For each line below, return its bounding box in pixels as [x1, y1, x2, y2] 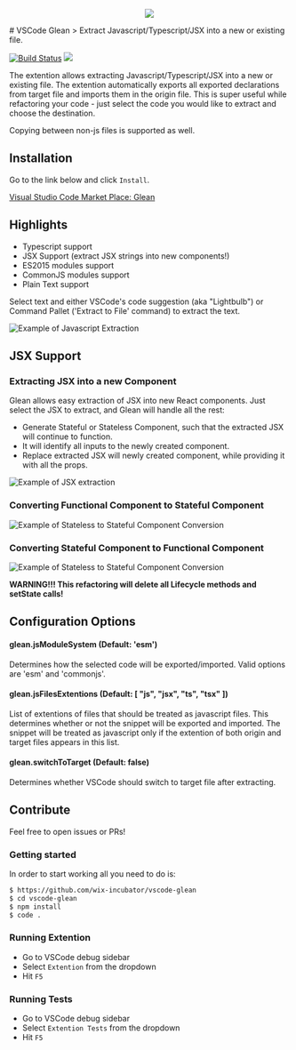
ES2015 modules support [21, 260, 115, 270]
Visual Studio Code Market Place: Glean [9, 191, 156, 202]
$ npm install [9, 902, 62, 911]
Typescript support [21, 241, 93, 252]
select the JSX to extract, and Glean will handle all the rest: [9, 405, 225, 415]
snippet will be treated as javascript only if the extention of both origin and [9, 727, 282, 738]
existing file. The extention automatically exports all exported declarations [9, 80, 280, 90]
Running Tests [9, 992, 73, 1005]
